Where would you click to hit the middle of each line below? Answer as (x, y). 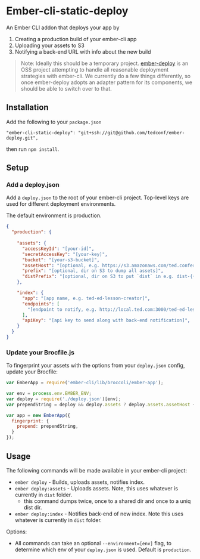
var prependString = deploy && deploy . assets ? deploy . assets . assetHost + (101, 404)
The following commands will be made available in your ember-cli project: (97, 470)
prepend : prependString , (48, 427)
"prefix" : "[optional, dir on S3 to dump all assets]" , (93, 271)
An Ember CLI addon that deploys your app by (63, 27)
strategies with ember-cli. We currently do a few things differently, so (106, 76)
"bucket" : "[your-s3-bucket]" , (61, 260)
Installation (27, 108)
